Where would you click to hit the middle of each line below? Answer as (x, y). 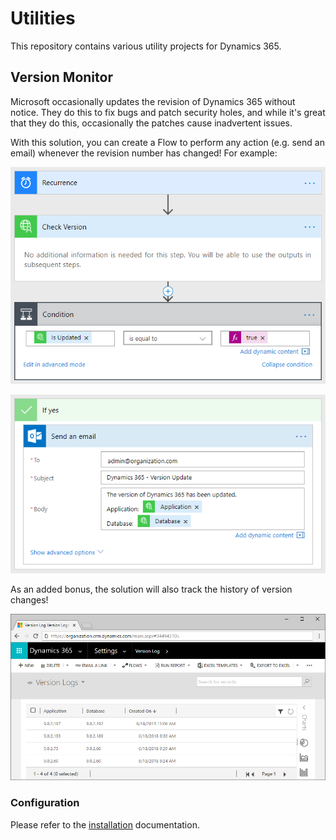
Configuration (45, 803)
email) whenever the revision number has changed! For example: (144, 153)
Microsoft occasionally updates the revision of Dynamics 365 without (153, 101)
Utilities (43, 18)
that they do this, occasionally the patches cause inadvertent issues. (151, 123)
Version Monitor (61, 77)
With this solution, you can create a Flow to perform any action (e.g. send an (167, 142)
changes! (29, 599)
